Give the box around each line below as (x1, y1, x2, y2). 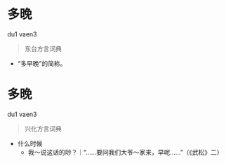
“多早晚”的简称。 (17, 59, 67, 67)
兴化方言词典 (24, 124, 62, 133)
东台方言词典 (24, 44, 62, 52)
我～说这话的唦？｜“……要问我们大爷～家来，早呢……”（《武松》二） (27, 148, 223, 156)
